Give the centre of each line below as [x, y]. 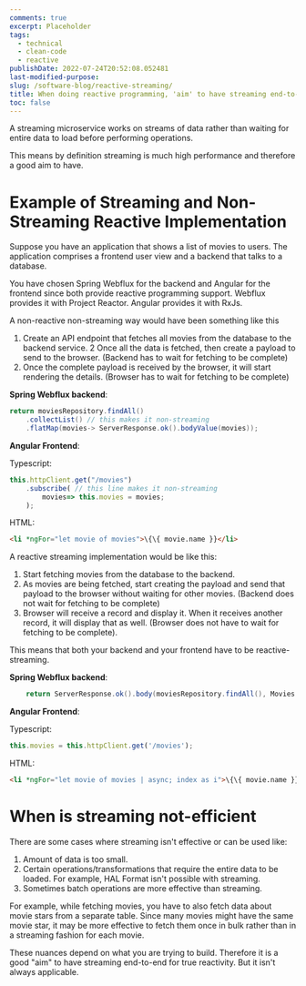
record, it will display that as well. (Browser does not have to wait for [151, 623]
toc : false [30, 102]
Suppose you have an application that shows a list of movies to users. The [149, 247]
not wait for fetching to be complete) [92, 604]
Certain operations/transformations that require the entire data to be [150, 869]
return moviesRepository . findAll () [77, 412]
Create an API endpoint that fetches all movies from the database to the [157, 339]
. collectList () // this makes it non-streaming [117, 420]
